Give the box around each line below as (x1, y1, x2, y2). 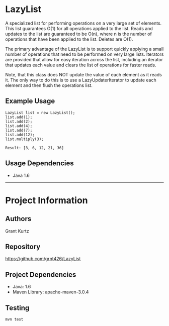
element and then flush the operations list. (5, 82, 93, 88)
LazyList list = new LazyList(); (5, 110, 75, 115)
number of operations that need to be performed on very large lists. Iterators (5, 51, 164, 57)
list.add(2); (5, 119, 33, 124)
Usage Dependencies (5, 159, 74, 168)
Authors (5, 214, 32, 223)
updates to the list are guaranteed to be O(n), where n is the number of (5, 31, 152, 37)
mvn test (5, 317, 24, 322)
